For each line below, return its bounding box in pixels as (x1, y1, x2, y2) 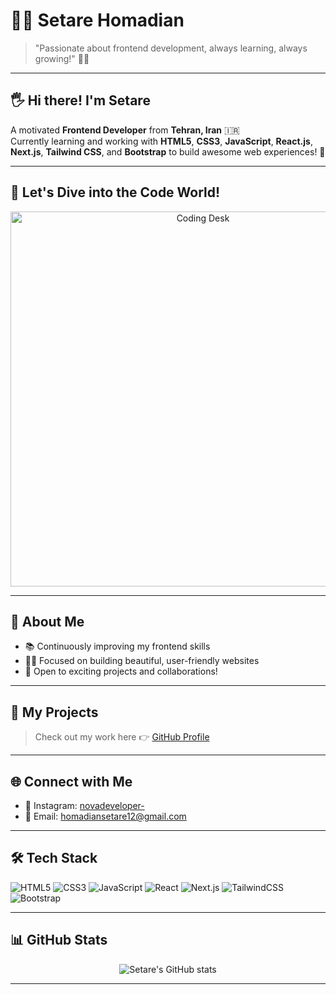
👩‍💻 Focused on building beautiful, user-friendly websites (24, 655, 260, 667)
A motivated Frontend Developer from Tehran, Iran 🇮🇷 (10, 124, 240, 136)
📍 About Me (10, 613, 85, 630)
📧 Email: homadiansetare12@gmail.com (24, 810, 187, 822)
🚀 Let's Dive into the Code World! (10, 184, 221, 201)
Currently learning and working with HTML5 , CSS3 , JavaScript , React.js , (10, 135, 313, 147)
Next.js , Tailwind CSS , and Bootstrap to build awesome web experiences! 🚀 (10, 145, 326, 158)
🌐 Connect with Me (10, 773, 133, 790)
